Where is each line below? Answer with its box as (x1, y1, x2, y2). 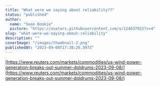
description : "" (5, 36, 40, 41)
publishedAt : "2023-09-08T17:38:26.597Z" (5, 45, 94, 50)
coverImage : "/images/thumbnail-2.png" (5, 40, 90, 46)
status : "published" (5, 12, 49, 17)
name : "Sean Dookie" (10, 21, 53, 27)
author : (5, 17, 22, 22)
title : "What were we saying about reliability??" (5, 7, 115, 13)
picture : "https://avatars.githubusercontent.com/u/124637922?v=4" (10, 26, 156, 31)
